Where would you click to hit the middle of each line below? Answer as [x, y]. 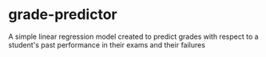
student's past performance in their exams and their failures [107, 44]
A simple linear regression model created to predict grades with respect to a [133, 36]
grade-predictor [63, 15]
